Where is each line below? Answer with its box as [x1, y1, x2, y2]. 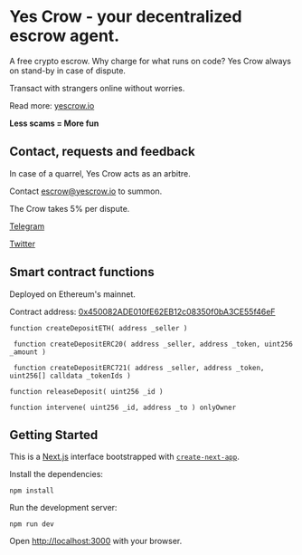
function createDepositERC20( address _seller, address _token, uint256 [13, 340, 294, 349]
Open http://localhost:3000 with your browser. [9, 536, 183, 547]
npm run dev [9, 520, 54, 529]
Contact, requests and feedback [9, 144, 196, 159]
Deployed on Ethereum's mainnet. [9, 288, 136, 300]
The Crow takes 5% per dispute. [9, 203, 130, 214]
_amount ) [9, 347, 47, 357]
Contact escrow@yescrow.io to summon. [9, 186, 163, 196]
